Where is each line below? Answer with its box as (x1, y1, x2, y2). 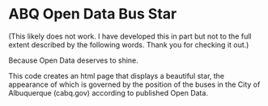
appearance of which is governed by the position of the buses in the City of (8, 79, 261, 89)
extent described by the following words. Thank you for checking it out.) (8, 39, 249, 49)
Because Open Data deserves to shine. (8, 55, 139, 65)
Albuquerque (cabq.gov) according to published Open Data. (8, 88, 209, 97)
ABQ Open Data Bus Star (8, 5, 177, 23)
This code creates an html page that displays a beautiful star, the (8, 71, 225, 80)
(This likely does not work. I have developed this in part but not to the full (8, 31, 252, 41)
